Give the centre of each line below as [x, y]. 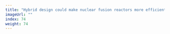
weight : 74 [17, 24]
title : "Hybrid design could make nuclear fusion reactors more [74, 10]
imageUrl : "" [19, 14]
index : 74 [16, 19]
